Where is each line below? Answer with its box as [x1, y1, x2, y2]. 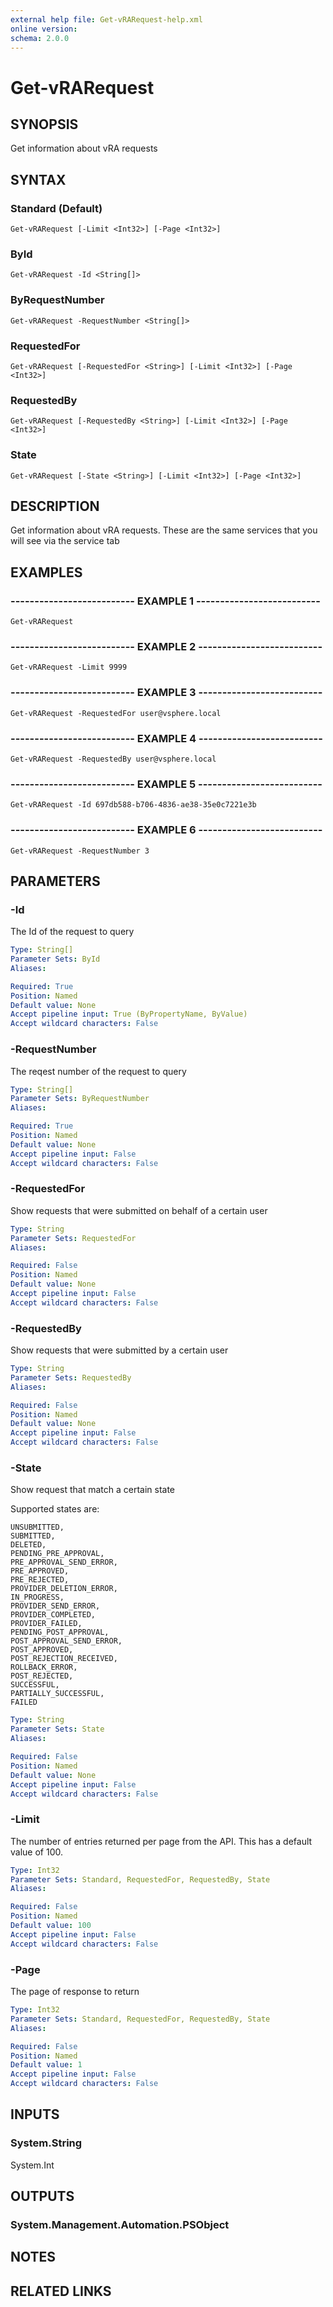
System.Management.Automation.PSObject [10, 2218, 230, 2231]
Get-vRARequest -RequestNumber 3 [10, 846, 150, 856]
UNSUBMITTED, [10, 1522, 65, 1533]
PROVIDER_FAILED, [10, 1619, 83, 1629]
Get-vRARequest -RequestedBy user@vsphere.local [10, 754, 217, 764]
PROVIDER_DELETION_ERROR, [10, 1584, 118, 1594]
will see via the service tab [10, 535, 120, 547]
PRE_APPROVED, [10, 1566, 70, 1576]
